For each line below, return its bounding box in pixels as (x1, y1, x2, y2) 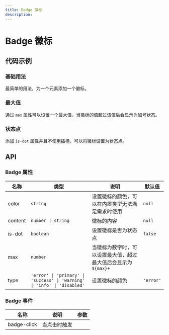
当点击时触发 (42, 321, 73, 328)
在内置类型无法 (97, 200, 132, 207)
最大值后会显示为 (92, 259, 132, 266)
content (8, 217, 26, 224)
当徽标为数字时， (92, 243, 132, 250)
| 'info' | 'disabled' (31, 282, 86, 288)
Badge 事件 (5, 297, 33, 304)
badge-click (8, 320, 38, 327)
